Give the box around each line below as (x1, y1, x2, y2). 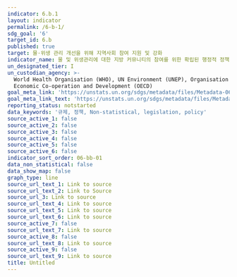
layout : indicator (7, 17, 61, 24)
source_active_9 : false (7, 246, 78, 254)
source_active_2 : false (7, 121, 78, 129)
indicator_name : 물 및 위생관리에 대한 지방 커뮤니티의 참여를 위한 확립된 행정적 (7, 56, 217, 63)
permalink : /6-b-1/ (7, 23, 65, 30)
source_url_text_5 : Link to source (7, 207, 112, 214)
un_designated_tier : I (7, 63, 74, 70)
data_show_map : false (7, 167, 71, 175)
